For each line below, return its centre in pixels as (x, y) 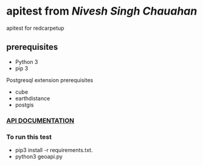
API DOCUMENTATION (40, 120)
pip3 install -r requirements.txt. (54, 150)
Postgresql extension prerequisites (50, 80)
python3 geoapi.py (39, 156)
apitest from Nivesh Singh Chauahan (102, 11)
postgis (24, 105)
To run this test (29, 137)
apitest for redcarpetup (36, 28)
